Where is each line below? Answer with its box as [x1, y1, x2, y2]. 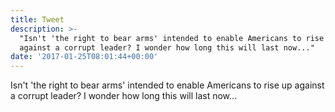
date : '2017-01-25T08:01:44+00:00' [10, 52, 159, 62]
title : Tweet [10, 14, 65, 25]
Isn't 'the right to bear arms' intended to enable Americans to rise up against [10, 79, 325, 91]
